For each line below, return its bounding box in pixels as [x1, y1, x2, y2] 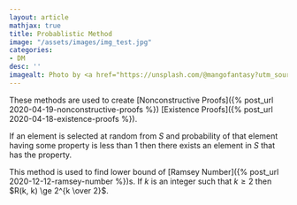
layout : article [9, 12, 69, 22]
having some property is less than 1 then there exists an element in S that [9, 140, 276, 150]
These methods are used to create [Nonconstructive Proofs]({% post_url [9, 95, 274, 105]
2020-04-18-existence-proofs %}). [9, 113, 138, 124]
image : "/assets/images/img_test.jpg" [9, 37, 152, 47]
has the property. [9, 149, 72, 160]
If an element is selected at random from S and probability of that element [9, 130, 278, 141]
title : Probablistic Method [9, 29, 113, 38]
